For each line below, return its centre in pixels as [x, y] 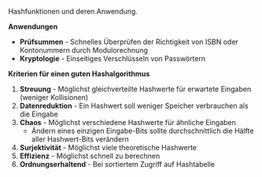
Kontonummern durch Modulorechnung [83, 50]
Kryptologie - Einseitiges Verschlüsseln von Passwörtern [113, 59]
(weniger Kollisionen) [54, 97]
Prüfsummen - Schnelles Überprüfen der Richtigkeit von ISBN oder [129, 42]
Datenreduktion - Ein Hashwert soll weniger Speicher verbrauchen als [134, 106]
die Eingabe [39, 114]
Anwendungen [33, 26]
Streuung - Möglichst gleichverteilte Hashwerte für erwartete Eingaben [135, 89]
